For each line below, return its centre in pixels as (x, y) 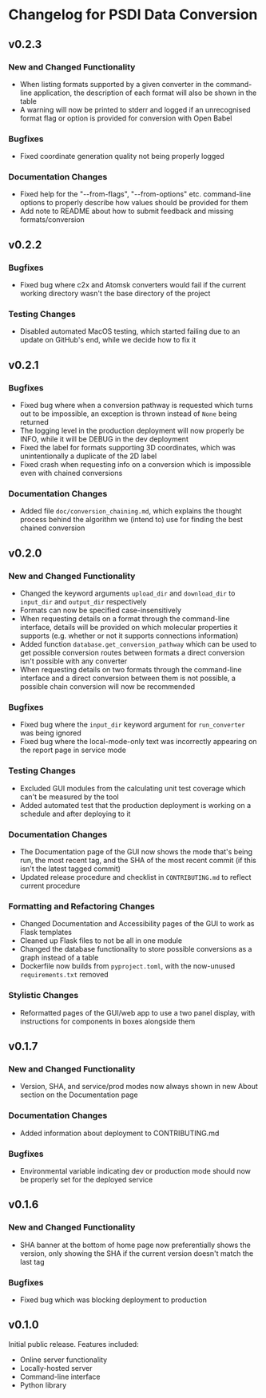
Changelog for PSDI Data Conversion (133, 15)
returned (34, 422)
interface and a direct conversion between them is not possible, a (127, 678)
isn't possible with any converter (73, 661)
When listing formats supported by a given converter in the (117, 84)
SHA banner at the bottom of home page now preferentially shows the (135, 1245)
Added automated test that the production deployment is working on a (135, 805)
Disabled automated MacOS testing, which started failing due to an (130, 331)
